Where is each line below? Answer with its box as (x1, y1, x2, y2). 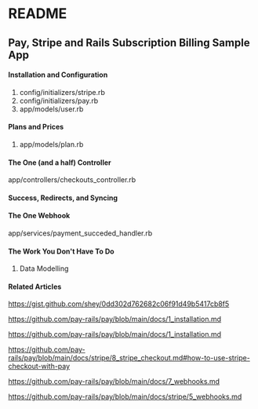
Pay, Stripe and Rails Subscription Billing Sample (8, 36, 250, 49)
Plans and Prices (8, 122, 64, 132)
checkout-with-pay (8, 362, 71, 371)
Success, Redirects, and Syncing (8, 193, 118, 203)
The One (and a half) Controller (8, 158, 111, 167)
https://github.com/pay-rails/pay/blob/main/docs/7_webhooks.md (8, 377, 220, 386)
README (8, 5, 67, 23)
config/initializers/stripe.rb (19, 87, 106, 97)
